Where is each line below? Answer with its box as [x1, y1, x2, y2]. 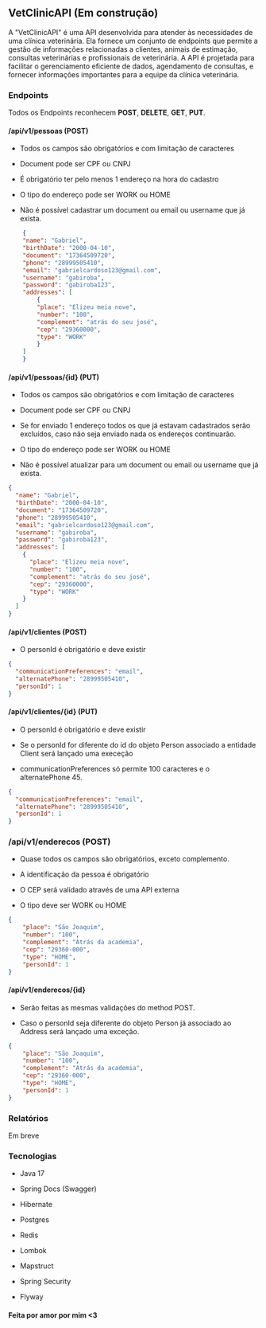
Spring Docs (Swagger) [19, 1184, 97, 1193]
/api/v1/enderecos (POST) [8, 836, 111, 847]
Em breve [8, 1131, 40, 1140]
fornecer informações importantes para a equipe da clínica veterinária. [8, 69, 240, 79]
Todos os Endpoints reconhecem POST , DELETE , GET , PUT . [8, 107, 206, 118]
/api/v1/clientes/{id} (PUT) [8, 707, 98, 717]
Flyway [19, 1292, 44, 1302]
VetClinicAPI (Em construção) [8, 6, 159, 20]
